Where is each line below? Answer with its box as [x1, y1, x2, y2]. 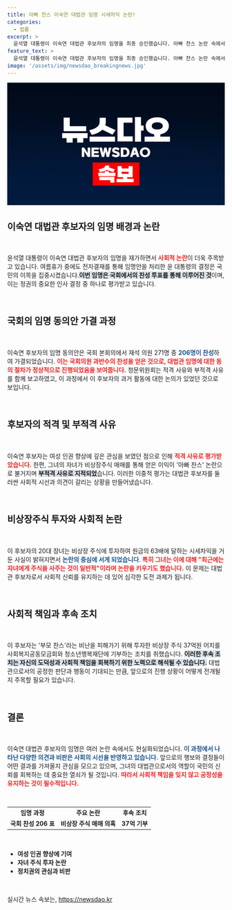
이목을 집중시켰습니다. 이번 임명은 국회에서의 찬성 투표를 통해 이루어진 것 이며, [19, 271, 224, 280]
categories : [7, 18, 41, 26]
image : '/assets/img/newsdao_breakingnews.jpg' [7, 62, 147, 69]
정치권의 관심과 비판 [17, 866, 71, 875]
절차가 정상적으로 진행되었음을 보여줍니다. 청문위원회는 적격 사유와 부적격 [14, 366, 211, 374]
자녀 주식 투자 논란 [17, 858, 67, 866]
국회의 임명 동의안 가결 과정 [7, 315, 116, 327]
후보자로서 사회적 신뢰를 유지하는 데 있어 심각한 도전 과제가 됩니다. [14, 572, 193, 581]
